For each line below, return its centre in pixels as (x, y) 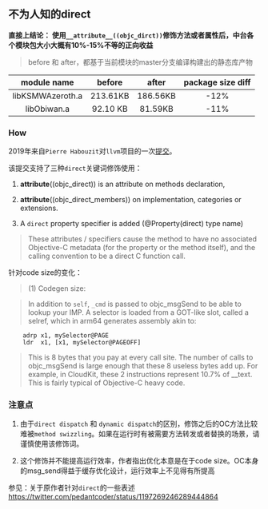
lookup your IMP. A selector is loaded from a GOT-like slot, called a (138, 312)
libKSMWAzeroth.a (48, 96)
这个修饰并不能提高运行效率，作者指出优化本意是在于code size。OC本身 (139, 461)
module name (48, 82)
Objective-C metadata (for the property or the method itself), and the (142, 248)
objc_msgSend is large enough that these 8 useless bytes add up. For (143, 366)
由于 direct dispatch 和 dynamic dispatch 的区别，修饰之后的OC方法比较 (139, 424)
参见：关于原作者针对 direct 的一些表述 (72, 488)
